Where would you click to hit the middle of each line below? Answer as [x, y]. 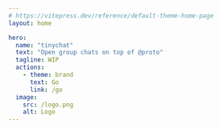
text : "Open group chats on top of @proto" [89, 53]
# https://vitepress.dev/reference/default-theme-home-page [111, 16]
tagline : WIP [37, 60]
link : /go [46, 90]
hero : [17, 38]
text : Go [44, 82]
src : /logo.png [48, 105]
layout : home [30, 23]
